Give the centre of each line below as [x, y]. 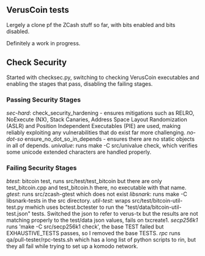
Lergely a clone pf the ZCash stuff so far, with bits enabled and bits [91, 24]
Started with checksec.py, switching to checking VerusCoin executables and [103, 77]
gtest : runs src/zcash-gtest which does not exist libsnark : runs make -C [97, 194]
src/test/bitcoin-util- [157, 201]
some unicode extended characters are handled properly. [79, 152]
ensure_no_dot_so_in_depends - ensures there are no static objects [109, 139]
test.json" [18, 214]
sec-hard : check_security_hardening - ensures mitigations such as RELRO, [100, 113]
